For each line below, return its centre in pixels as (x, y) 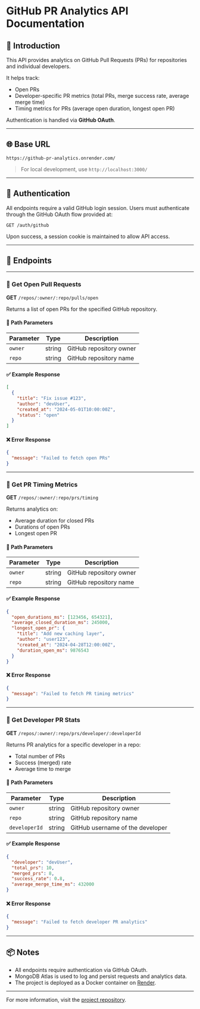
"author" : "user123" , (43, 640)
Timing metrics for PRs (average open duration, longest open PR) (95, 108)
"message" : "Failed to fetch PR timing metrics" (73, 693)
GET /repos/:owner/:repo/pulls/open (52, 297)
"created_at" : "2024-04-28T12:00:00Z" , (66, 645)
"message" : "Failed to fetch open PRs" (61, 458)
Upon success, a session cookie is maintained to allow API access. (88, 236)
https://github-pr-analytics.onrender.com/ (61, 158)
